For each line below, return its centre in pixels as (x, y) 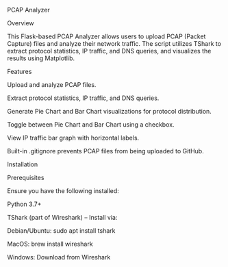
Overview (21, 23)
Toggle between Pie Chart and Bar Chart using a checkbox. (91, 125)
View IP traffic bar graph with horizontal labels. (73, 138)
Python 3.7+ (24, 204)
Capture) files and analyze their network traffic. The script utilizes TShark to (114, 43)
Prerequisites (26, 178)
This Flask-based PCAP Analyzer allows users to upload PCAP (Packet (106, 36)
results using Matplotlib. (41, 58)
